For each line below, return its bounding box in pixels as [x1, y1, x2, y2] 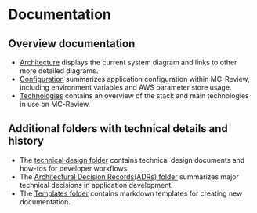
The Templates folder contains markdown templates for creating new [19, 189, 243, 198]
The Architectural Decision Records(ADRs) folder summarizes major [19, 171, 239, 182]
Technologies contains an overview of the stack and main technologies [19, 91, 249, 100]
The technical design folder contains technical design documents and [19, 155, 245, 164]
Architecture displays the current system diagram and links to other [19, 57, 237, 67]
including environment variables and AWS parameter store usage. [19, 83, 232, 92]
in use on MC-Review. [19, 100, 91, 108]
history [8, 134, 45, 148]
